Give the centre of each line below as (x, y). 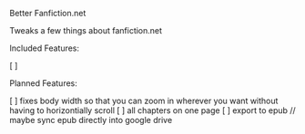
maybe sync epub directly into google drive (91, 120)
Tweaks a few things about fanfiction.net (86, 30)
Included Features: (45, 48)
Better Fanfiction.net (48, 13)
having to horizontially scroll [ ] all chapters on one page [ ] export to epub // (152, 110)
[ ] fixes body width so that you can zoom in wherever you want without (144, 100)
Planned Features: (43, 83)
